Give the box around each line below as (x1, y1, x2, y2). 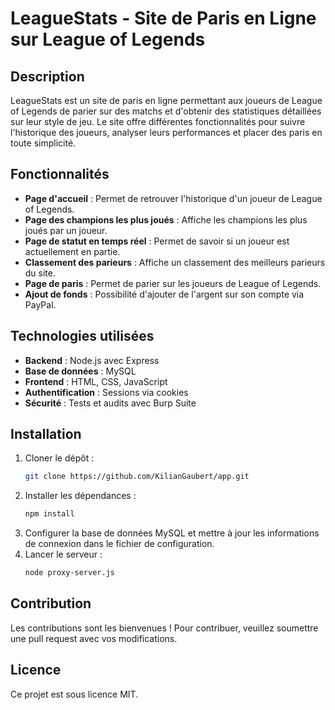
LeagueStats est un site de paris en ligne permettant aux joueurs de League (10, 95, 323, 106)
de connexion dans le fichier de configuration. (24, 538, 215, 550)
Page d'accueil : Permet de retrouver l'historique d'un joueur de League (24, 192, 323, 204)
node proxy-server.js (24, 568, 115, 578)
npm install (24, 509, 75, 519)
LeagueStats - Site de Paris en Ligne (10, 7, 317, 30)
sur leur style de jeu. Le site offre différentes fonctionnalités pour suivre (10, 116, 306, 127)
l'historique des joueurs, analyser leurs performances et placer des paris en (10, 127, 323, 138)
